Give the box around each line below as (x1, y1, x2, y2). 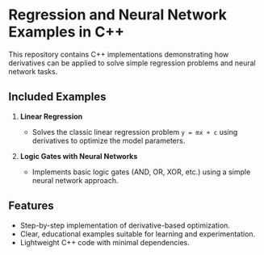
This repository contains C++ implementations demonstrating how (8, 49, 229, 59)
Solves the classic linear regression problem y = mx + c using (31, 127, 238, 136)
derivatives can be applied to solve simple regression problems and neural (8, 58, 256, 68)
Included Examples (8, 90, 107, 104)
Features (8, 199, 54, 213)
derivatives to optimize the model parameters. (31, 136, 186, 145)
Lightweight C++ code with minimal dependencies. (19, 237, 190, 247)
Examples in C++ (8, 23, 125, 41)
